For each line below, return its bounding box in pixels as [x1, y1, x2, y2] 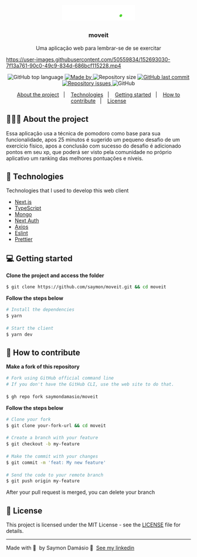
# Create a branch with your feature [6, 435, 98, 441]
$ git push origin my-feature [6, 478, 80, 484]
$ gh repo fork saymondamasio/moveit [6, 394, 98, 399]
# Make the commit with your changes [6, 453, 98, 459]
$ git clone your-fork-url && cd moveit [6, 422, 107, 429]
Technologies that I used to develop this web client [6, 187, 129, 194]
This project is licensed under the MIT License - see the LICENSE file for [6, 521, 181, 528]
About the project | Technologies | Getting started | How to [16, 91, 181, 98]
